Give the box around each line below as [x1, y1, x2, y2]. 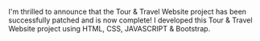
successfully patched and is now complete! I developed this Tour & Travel [8, 15, 253, 25]
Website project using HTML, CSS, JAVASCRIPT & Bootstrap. [8, 24, 211, 33]
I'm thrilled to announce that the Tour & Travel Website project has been [8, 7, 247, 16]
